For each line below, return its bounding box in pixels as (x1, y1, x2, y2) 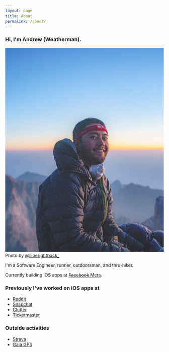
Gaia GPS (12, 341, 33, 347)
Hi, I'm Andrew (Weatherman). (5, 36, 81, 43)
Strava (12, 336, 26, 342)
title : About (5, 13, 33, 19)
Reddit (12, 296, 26, 302)
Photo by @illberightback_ (5, 252, 59, 259)
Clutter (12, 307, 27, 313)
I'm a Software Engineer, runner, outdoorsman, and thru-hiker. (5, 262, 134, 268)
